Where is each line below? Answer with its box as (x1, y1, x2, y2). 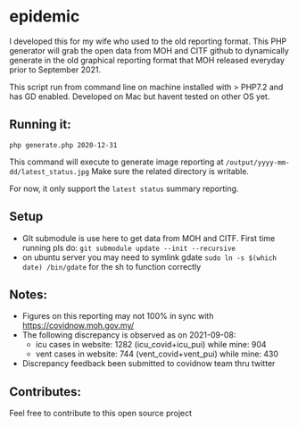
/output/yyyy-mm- (225, 158, 290, 167)
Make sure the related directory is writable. (91, 165, 250, 176)
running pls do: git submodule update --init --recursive (21, 242, 236, 253)
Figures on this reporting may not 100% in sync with (21, 311, 214, 322)
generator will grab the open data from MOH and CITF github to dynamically (9, 45, 290, 55)
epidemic (9, 6, 80, 27)
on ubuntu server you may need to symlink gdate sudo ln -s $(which (21, 252, 277, 263)
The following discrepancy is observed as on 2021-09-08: (21, 330, 236, 340)
